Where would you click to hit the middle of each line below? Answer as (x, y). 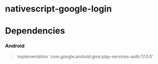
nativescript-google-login (58, 9)
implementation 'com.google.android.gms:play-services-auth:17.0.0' (85, 56)
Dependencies (35, 31)
